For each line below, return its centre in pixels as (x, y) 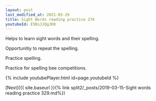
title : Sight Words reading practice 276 (50, 19)
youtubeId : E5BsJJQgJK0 (31, 24)
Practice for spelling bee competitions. (46, 68)
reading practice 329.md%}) (35, 93)
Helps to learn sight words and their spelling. (52, 39)
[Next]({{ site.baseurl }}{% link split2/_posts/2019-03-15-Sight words (78, 88)
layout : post (19, 10)
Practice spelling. (24, 58)
